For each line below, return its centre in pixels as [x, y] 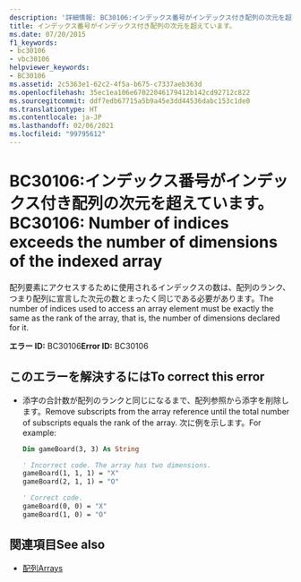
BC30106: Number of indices [120, 223]
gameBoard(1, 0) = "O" [64, 514]
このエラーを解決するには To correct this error [137, 377]
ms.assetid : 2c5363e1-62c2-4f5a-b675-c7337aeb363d [106, 84]
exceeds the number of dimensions [143, 242]
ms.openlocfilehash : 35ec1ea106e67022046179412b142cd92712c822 [130, 92]
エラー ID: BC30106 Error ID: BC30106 [79, 346]
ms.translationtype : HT [54, 109]
